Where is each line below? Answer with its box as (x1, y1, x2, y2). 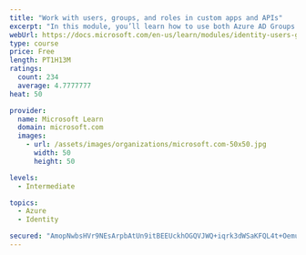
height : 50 (33, 157, 76, 166)
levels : (9, 173, 39, 182)
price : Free (9, 47, 55, 56)
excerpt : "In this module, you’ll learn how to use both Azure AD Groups (9, 22, 296, 31)
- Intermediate (17, 181, 76, 191)
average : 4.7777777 (17, 81, 92, 90)
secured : (9, 231, 43, 241)
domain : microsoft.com (17, 123, 104, 132)
